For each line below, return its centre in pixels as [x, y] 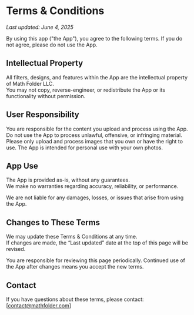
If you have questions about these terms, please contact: [75, 299]
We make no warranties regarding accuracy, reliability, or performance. [92, 186]
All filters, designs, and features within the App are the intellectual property [97, 77]
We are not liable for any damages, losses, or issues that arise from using [95, 197]
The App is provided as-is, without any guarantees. [68, 180]
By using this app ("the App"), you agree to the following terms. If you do [94, 38]
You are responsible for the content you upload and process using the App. [97, 129]
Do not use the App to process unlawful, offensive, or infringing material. [94, 135]
